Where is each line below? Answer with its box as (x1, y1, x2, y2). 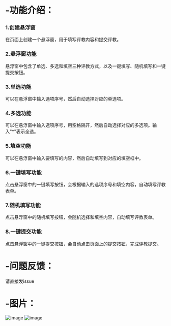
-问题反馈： (5, 260, 54, 272)
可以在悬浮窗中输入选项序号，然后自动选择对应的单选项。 (5, 96, 126, 102)
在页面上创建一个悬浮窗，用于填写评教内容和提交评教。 (5, 37, 121, 43)
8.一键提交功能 (5, 228, 42, 235)
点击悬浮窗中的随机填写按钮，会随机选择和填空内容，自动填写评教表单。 (5, 214, 157, 220)
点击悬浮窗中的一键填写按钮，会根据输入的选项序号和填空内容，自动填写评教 (5, 181, 166, 187)
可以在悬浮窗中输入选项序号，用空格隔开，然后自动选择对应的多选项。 (5, 122, 153, 128)
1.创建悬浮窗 (5, 24, 36, 31)
